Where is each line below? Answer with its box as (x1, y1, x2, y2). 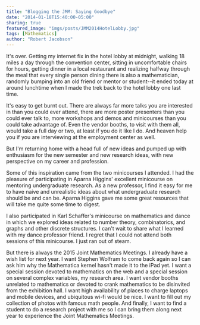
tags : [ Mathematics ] (6, 31, 58, 37)
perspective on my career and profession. (6, 158, 109, 165)
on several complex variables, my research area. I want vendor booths (6, 274, 179, 281)
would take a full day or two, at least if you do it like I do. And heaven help (6, 127, 187, 134)
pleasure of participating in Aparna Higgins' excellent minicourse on (6, 176, 173, 182)
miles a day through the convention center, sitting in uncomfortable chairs (6, 59, 187, 66)
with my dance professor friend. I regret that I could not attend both (6, 231, 172, 238)
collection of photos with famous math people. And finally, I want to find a (6, 299, 187, 307)
